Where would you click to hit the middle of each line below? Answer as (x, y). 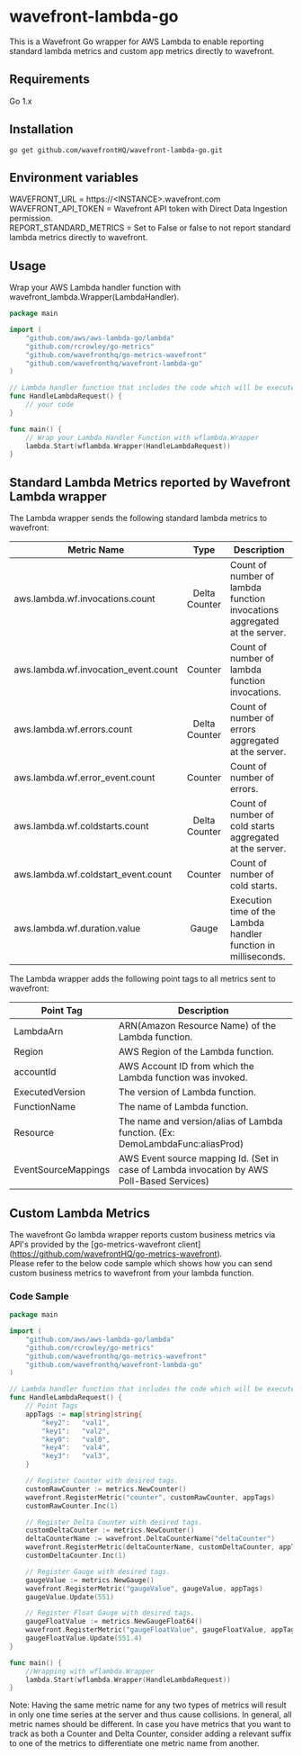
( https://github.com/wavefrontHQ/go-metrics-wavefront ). (116, 1254)
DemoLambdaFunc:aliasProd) (181, 1144)
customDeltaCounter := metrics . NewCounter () (110, 1531)
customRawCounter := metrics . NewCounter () (106, 1489)
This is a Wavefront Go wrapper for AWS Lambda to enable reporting (137, 41)
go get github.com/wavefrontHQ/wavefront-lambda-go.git (116, 150)
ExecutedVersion (50, 1093)
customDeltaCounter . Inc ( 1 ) (76, 1556)
